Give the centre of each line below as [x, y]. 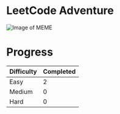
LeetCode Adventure [60, 11]
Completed [59, 71]
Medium [21, 91]
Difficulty [23, 71]
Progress [30, 52]
